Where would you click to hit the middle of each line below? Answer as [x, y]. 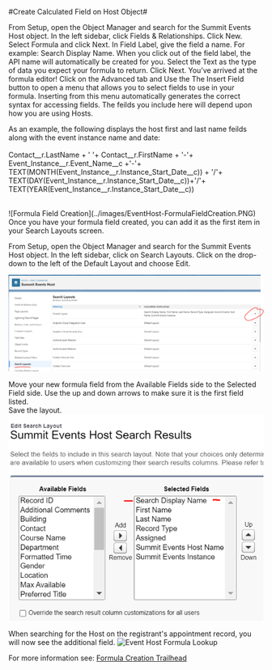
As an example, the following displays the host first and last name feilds [127, 129]
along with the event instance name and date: [84, 138]
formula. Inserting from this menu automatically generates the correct [125, 96]
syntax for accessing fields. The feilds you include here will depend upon [130, 105]
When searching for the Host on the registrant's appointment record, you [130, 634]
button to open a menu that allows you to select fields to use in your [121, 87]
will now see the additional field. [62, 642]
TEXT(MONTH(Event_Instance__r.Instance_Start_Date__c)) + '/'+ [116, 172]
